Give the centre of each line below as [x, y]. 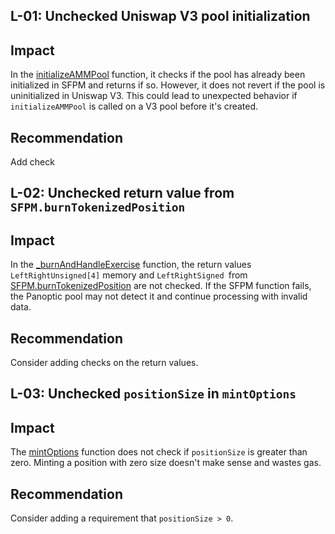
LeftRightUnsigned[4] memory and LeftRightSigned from [129, 275]
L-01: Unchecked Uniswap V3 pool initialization [160, 16]
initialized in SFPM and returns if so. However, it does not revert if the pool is [168, 85]
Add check [32, 162]
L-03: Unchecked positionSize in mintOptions [153, 394]
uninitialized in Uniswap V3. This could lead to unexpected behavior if [154, 96]
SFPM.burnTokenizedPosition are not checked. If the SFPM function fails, [161, 286]
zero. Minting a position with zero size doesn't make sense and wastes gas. [166, 463]
